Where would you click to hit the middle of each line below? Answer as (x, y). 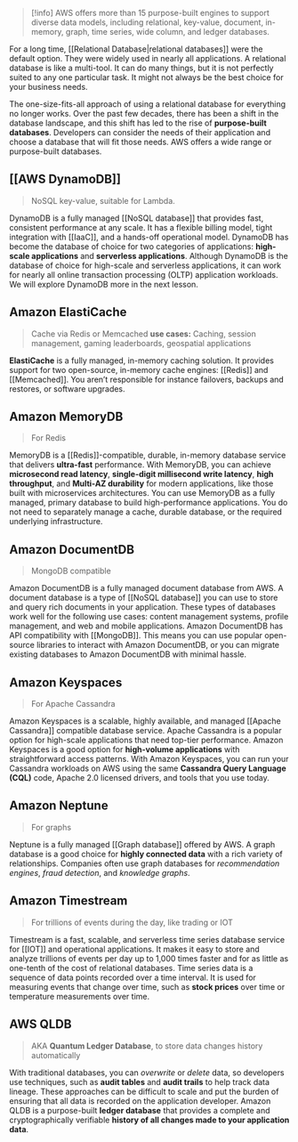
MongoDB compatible (71, 571)
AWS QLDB (40, 1024)
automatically (56, 1055)
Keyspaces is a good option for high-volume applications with (125, 749)
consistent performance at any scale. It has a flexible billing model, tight (141, 227)
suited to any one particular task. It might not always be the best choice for (146, 77)
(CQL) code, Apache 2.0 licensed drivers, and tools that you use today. (139, 778)
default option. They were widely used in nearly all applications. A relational (148, 58)
